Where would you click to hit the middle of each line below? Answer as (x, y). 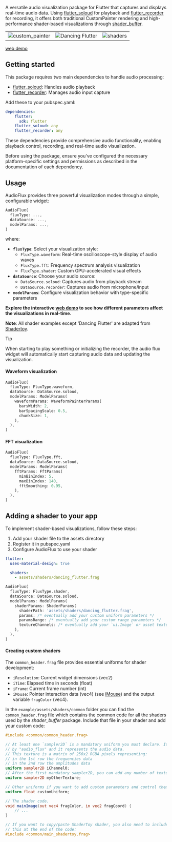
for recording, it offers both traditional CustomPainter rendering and (77, 18)
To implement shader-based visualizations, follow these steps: (71, 528)
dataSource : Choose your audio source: (54, 276)
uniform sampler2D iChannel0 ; (38, 768)
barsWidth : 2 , (34, 406)
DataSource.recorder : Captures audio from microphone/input (84, 287)
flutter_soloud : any (36, 126)
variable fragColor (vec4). (40, 699)
